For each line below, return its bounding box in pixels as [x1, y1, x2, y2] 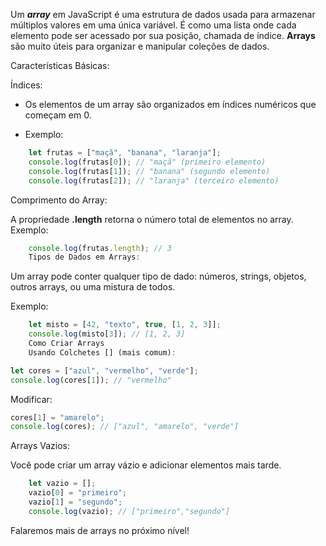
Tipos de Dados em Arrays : [28, 252, 141, 263]
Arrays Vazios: [10, 440, 71, 452]
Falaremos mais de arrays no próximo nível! [10, 524, 190, 536]
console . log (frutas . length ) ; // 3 [28, 243, 172, 253]
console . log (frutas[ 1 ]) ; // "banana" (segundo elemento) [28, 166, 271, 176]
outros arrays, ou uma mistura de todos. [10, 281, 176, 293]
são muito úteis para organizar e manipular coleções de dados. [10, 40, 270, 52]
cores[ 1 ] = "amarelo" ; [10, 412, 105, 423]
